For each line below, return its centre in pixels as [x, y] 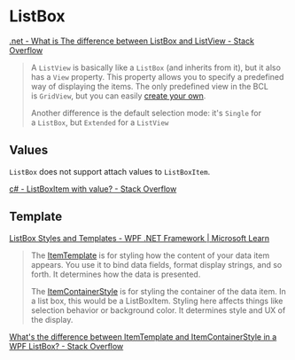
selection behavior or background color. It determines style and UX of [158, 310]
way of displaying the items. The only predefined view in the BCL [149, 86]
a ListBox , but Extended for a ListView [100, 122]
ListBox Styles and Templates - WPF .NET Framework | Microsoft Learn [140, 238]
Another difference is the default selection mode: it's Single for [146, 113]
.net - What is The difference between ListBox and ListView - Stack [132, 41]
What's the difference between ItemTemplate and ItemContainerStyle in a [143, 337]
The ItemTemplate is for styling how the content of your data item [150, 255]
